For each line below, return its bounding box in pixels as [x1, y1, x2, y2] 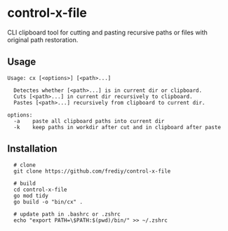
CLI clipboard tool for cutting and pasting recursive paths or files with [7, 28, 208, 37]
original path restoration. [7, 35, 79, 44]
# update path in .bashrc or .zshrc [13, 211, 121, 218]
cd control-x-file [13, 186, 68, 193]
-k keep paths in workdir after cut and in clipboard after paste [13, 124, 221, 131]
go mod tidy [13, 192, 49, 199]
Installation [7, 143, 58, 155]
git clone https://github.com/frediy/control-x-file [13, 167, 171, 175]
